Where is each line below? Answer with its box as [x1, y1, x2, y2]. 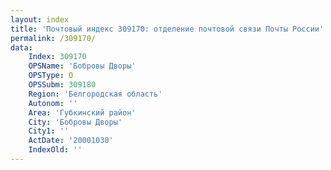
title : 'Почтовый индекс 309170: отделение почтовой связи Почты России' [10, 24, 325, 34]
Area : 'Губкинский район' [28, 107, 137, 118]
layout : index [10, 14, 70, 25]
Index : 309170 [28, 52, 87, 62]
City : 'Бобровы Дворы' [28, 117, 123, 127]
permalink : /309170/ [10, 33, 97, 43]
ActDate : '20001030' [28, 136, 114, 146]
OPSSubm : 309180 [28, 80, 97, 90]
